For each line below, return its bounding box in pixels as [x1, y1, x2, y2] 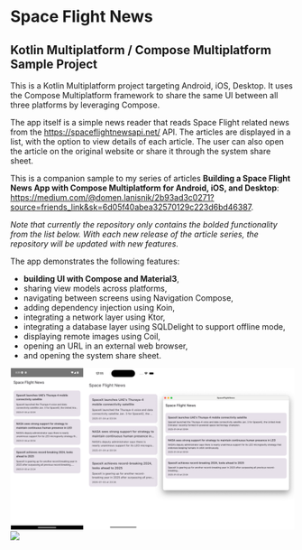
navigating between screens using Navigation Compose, [23, 293, 233, 303]
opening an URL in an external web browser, [23, 340, 188, 351]
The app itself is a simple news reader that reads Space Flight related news [10, 117, 289, 127]
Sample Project [10, 56, 98, 71]
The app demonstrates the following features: [10, 256, 180, 266]
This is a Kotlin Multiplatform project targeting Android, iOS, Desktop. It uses [10, 80, 294, 91]
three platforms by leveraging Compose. [10, 99, 160, 110]
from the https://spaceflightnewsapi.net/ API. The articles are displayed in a [10, 126, 291, 137]
